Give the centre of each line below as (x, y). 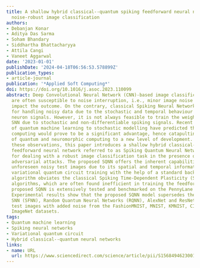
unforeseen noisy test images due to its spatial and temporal (91, 167)
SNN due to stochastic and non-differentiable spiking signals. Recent (102, 123)
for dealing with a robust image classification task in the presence (101, 156)
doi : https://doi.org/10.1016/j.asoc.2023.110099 (69, 90)
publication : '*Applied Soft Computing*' (58, 84)
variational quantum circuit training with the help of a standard (97, 173)
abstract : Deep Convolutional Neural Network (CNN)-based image (87, 95)
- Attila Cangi (25, 51)
